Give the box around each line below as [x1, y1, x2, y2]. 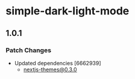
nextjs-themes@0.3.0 [23, 66, 77, 73]
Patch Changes [5, 46, 52, 54]
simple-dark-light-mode [5, 4, 130, 18]
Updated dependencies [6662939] [14, 59, 101, 66]
